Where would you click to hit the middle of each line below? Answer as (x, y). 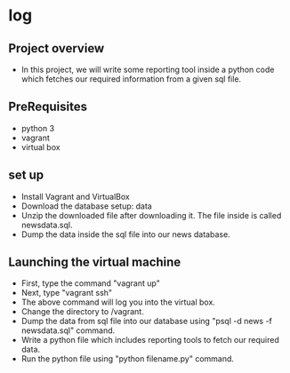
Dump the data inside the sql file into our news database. (125, 234)
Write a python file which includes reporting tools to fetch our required (150, 340)
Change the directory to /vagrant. (82, 312)
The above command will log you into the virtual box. (118, 302)
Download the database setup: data (86, 206)
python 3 (38, 128)
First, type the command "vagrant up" (91, 283)
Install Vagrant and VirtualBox (75, 196)
